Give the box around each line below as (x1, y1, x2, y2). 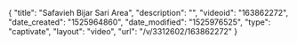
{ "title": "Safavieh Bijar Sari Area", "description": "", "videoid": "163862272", (8, 8, 289, 18)
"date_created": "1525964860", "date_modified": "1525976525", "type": (8, 17, 271, 27)
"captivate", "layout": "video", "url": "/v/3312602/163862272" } (8, 26, 238, 36)
